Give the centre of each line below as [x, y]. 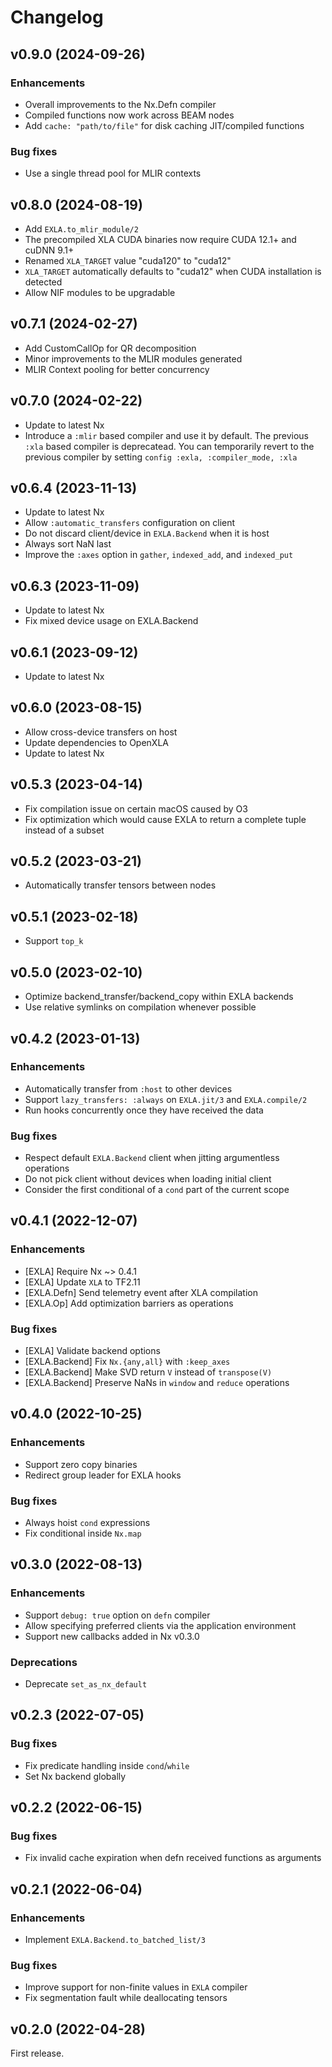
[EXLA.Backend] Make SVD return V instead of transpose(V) [148, 1372]
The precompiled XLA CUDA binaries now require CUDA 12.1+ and [160, 239]
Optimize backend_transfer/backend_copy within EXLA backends [159, 997]
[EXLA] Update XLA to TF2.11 [82, 1282]
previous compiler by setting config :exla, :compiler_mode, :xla [161, 457]
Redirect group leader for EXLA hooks [103, 1475]
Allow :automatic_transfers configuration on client [130, 523]
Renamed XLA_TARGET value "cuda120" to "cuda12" [128, 260]
